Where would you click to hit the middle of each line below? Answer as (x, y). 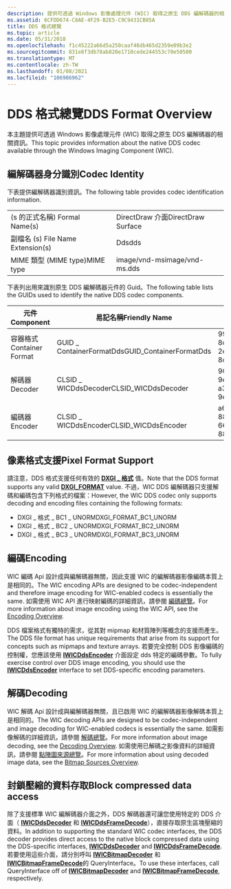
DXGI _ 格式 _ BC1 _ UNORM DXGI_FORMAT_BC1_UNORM (97, 517)
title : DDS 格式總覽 (34, 26)
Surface (129, 226)
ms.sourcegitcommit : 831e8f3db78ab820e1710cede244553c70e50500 (100, 52)
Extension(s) (31, 248)
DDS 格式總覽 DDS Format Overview (110, 114)
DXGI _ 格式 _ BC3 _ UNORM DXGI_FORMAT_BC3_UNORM (98, 535)
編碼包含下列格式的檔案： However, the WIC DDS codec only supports (118, 495)
